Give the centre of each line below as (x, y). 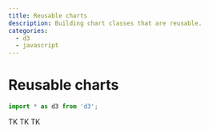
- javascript (37, 46)
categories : (28, 30)
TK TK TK (24, 122)
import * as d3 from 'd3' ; (53, 107)
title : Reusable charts (48, 16)
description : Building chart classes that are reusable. (105, 23)
